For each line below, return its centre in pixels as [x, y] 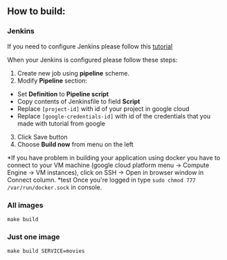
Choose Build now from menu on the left [75, 144]
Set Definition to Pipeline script [63, 94]
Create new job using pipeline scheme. [73, 73]
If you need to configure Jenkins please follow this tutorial [90, 46]
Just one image [34, 236]
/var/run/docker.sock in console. [55, 187]
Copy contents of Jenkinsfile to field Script [79, 101]
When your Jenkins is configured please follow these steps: [92, 60]
